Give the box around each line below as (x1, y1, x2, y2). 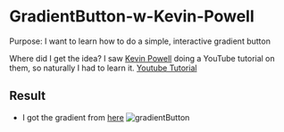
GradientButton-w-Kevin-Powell (9, 6, 255, 27)
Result (9, 88, 46, 103)
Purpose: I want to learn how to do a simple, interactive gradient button (9, 36, 271, 46)
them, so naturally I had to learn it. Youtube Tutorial (9, 62, 197, 73)
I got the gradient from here (21, 111, 125, 122)
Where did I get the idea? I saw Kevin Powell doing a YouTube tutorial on (9, 53, 275, 63)
